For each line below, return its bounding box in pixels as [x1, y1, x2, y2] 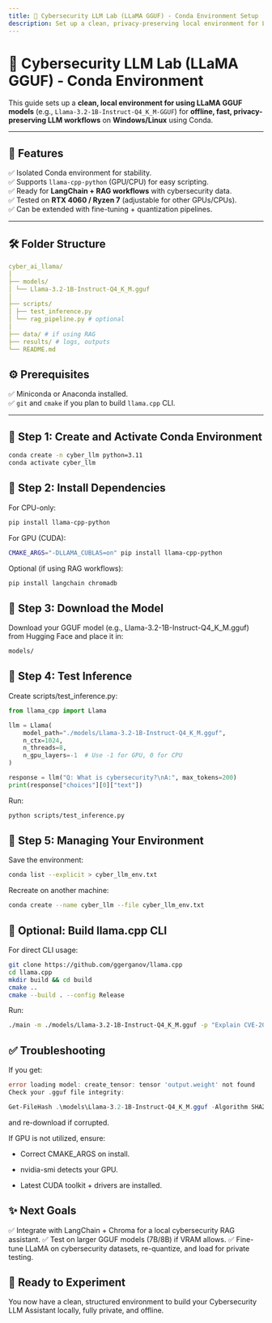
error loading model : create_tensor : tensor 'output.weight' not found [8, 1081, 255, 1089]
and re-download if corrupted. [8, 1117, 109, 1127]
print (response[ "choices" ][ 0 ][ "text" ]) [8, 781, 143, 789]
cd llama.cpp [8, 968, 53, 976]
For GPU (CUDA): [8, 533, 66, 542]
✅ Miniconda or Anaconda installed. [8, 389, 129, 399]
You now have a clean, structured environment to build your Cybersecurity [8, 1297, 257, 1307]
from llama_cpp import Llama [8, 706, 107, 715]
